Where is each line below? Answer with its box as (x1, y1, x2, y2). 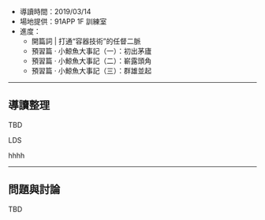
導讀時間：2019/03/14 (19, 7, 91, 16)
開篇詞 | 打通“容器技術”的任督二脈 (31, 36, 141, 46)
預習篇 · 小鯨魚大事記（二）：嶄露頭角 (31, 56, 152, 65)
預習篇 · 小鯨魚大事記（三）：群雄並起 (31, 66, 152, 75)
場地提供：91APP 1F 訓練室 (19, 17, 107, 26)
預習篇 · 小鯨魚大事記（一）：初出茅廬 (31, 47, 152, 55)
